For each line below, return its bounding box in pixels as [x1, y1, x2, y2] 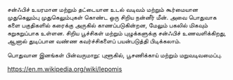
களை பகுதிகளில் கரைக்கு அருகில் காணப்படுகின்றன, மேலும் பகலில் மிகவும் [7, 21, 208, 29]
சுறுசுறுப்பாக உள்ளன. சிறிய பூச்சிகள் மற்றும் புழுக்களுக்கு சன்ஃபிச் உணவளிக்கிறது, [7, 29, 227, 37]
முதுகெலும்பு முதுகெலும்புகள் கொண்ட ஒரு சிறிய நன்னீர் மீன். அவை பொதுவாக [7, 13, 217, 21]
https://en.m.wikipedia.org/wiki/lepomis [7, 65, 122, 73]
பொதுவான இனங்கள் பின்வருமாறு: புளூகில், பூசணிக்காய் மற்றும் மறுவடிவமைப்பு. [7, 51, 222, 59]
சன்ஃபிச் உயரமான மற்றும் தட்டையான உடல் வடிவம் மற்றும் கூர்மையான [7, 6, 199, 13]
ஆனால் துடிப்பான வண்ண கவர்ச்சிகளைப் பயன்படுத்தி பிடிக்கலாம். [7, 37, 182, 45]
